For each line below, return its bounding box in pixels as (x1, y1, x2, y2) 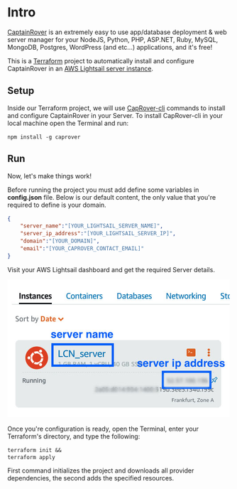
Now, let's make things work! (7, 171, 92, 180)
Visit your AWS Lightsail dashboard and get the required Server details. (7, 265, 215, 274)
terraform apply (7, 453, 55, 461)
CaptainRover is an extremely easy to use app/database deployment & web (7, 28, 227, 36)
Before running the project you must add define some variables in (7, 186, 199, 194)
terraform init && (7, 446, 62, 453)
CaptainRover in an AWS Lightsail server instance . (7, 64, 154, 72)
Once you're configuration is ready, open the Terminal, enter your (7, 424, 199, 433)
